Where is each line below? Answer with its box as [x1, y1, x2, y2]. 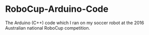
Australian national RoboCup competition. [5, 25, 90, 31]
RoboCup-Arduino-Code [5, 3, 109, 15]
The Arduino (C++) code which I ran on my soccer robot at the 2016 [5, 20, 144, 26]
